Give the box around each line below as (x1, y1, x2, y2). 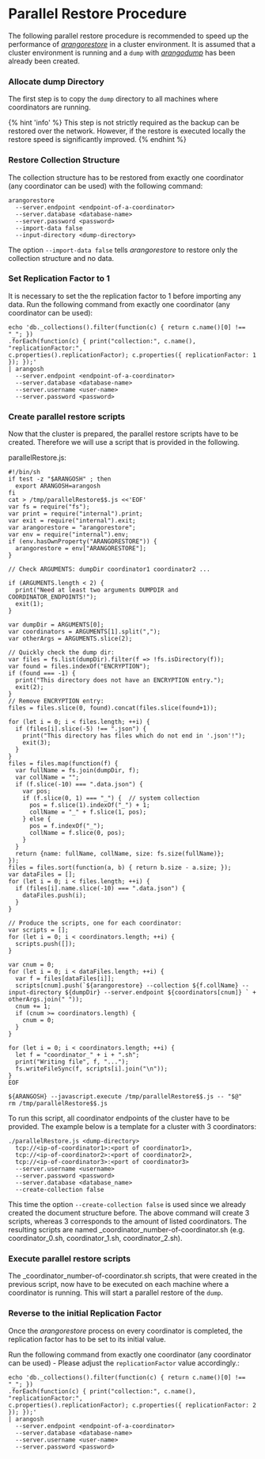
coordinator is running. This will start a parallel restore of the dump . (8, 1288, 223, 1297)
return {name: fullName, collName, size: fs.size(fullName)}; (15, 850, 225, 858)
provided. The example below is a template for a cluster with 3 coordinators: (8, 1122, 257, 1132)
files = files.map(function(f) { (8, 760, 119, 768)
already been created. (8, 56, 81, 66)
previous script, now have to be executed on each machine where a (8, 1280, 229, 1289)
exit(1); (15, 600, 44, 608)
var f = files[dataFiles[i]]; (15, 975, 115, 983)
